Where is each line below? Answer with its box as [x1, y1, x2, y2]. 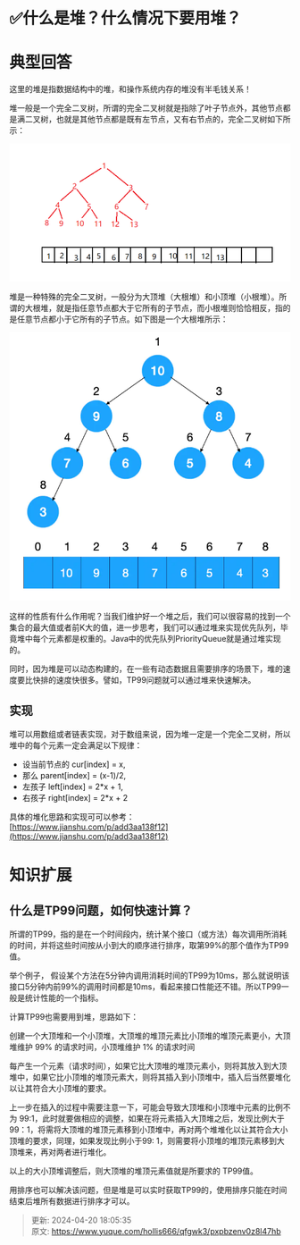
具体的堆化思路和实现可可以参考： [9, 811, 135, 822]
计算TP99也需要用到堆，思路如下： [9, 1011, 139, 1022]
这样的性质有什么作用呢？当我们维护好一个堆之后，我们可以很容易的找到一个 [9, 610, 291, 621]
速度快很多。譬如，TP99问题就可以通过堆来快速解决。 [55, 674, 256, 685]
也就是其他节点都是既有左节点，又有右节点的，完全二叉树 [55, 114, 268, 125]
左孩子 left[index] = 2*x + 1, [21, 781, 123, 792]
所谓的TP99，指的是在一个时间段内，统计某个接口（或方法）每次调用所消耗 [9, 929, 287, 939]
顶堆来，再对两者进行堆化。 [9, 1146, 112, 1157]
